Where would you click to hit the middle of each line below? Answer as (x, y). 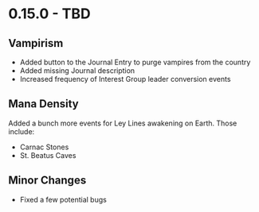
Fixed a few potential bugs (63, 199)
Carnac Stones (44, 147)
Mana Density (43, 104)
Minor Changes (47, 181)
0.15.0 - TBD (49, 14)
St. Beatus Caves (48, 155)
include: (22, 131)
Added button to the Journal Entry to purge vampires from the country (135, 62)
